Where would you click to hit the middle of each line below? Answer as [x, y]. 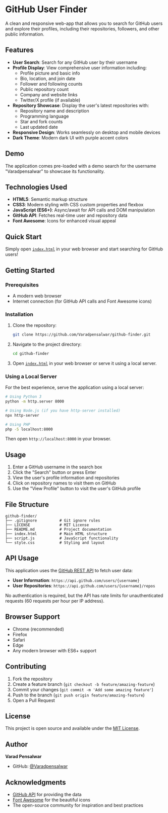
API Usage [22, 558]
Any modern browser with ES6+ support [54, 650]
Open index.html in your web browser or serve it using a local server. [85, 363]
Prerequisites [22, 285]
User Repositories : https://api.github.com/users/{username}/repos [84, 585]
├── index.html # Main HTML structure [56, 534]
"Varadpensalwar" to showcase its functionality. [55, 171]
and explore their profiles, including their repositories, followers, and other [82, 28]
